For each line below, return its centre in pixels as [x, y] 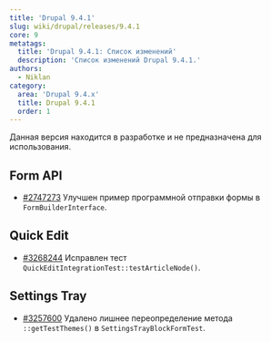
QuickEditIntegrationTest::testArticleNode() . [111, 267]
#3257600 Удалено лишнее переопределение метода [128, 318]
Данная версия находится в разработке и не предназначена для [135, 137]
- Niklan [34, 78]
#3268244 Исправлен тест [75, 257]
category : [28, 86]
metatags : [28, 43]
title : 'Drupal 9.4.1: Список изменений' [97, 52]
